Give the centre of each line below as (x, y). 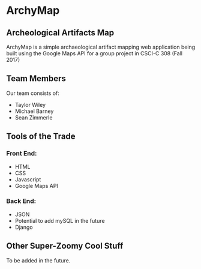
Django (24, 227)
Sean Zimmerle (34, 117)
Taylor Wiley (30, 104)
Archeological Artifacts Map (60, 33)
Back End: (21, 201)
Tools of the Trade (41, 137)
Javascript (28, 179)
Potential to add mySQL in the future (60, 220)
